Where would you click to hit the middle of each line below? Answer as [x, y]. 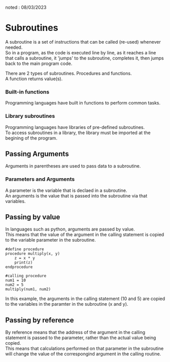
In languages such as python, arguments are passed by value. [70, 229]
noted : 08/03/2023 [26, 7]
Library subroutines [30, 116]
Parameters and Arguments [40, 179]
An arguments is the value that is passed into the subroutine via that [76, 195]
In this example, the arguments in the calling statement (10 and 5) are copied [85, 299]
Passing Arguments [37, 154]
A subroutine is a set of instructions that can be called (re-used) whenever [83, 42]
